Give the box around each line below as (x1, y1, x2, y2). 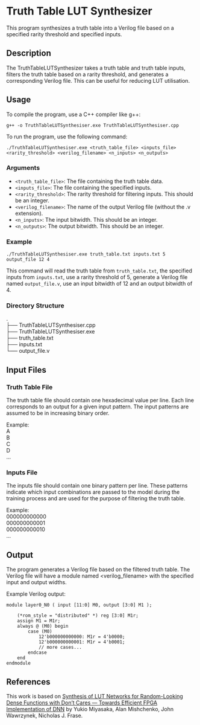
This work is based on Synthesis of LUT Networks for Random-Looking (6, 693, 184, 700)
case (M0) (28, 628, 52, 635)
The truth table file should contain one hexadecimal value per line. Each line (6, 397, 195, 404)
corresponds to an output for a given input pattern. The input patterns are (6, 403, 189, 410)
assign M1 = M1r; (17, 618, 61, 624)
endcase (28, 649, 47, 656)
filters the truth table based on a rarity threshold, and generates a (6, 71, 169, 78)
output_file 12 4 (6, 257, 50, 263)
